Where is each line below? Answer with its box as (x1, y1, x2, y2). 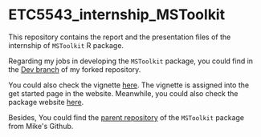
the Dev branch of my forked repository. (8, 64, 141, 74)
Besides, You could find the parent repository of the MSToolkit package (8, 112, 245, 122)
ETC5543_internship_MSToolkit (8, 6, 226, 24)
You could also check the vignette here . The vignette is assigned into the (8, 80, 250, 90)
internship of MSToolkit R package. (8, 40, 124, 50)
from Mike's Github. (8, 121, 74, 131)
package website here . (8, 97, 84, 107)
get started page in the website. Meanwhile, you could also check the (8, 88, 239, 98)
